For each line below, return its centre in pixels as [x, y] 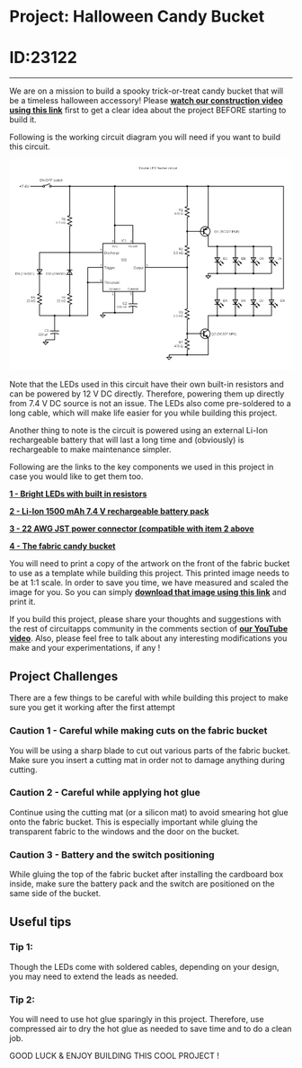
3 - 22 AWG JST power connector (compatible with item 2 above [132, 529]
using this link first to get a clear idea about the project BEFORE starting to [148, 111]
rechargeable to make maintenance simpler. [91, 449]
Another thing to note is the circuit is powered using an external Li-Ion [138, 431]
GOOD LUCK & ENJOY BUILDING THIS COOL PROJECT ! [115, 1056]
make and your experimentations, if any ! [85, 648]
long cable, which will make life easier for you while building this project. [143, 413]
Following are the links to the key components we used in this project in [142, 467]
